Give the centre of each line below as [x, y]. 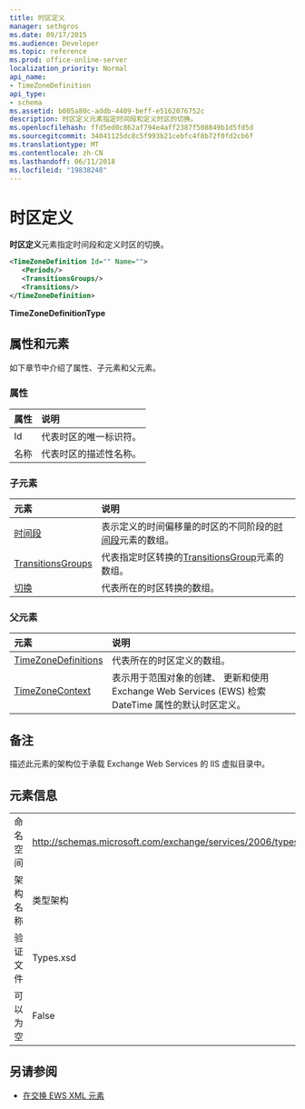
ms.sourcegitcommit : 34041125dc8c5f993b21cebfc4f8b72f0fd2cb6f [132, 136]
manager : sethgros [44, 26]
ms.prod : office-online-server [69, 60]
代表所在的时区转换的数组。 [160, 588]
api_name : [28, 77]
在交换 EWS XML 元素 [63, 1095]
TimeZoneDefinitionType [58, 313]
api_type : [28, 94]
